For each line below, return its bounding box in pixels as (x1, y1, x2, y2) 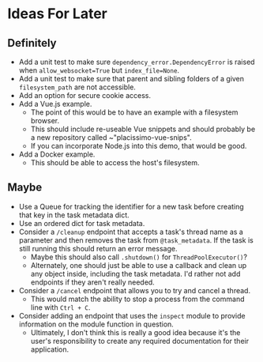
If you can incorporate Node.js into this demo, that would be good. (30, 141, 247, 150)
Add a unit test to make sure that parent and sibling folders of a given (18, 74, 245, 83)
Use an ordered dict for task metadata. (18, 218, 145, 228)
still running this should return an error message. (18, 243, 178, 253)
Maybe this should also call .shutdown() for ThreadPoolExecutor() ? (30, 252, 248, 262)
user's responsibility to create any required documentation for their (30, 336, 250, 345)
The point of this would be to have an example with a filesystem (30, 107, 239, 117)
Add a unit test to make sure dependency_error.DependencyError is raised (18, 57, 255, 66)
